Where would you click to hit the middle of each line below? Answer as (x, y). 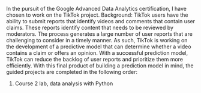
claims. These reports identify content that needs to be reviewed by (90, 27)
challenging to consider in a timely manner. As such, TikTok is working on (97, 40)
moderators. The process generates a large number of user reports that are (100, 34)
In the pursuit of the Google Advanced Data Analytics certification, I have (97, 9)
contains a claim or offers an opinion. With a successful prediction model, (97, 53)
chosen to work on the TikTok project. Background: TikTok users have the (97, 15)
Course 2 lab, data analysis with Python (64, 83)
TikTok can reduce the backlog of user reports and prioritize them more (95, 59)
